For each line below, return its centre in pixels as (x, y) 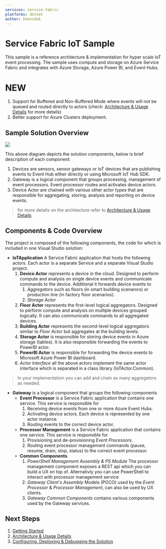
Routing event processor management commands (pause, (86, 445)
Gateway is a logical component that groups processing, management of (86, 179)
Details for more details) (37, 112)
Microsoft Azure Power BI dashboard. (58, 358)
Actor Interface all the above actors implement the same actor (83, 363)
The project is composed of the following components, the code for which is (83, 243)
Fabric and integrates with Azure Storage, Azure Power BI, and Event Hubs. (82, 68)
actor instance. (42, 419)
